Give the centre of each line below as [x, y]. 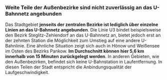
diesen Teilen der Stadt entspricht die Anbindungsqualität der [68, 67]
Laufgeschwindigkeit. [27, 72]
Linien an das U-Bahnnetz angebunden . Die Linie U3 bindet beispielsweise [83, 30]
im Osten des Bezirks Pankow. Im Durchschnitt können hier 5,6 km [75, 51]
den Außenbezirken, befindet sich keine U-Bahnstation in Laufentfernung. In [84, 62]
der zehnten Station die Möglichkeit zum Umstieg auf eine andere [73, 40]
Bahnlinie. [15, 46]
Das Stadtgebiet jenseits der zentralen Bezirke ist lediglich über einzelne [82, 24]
